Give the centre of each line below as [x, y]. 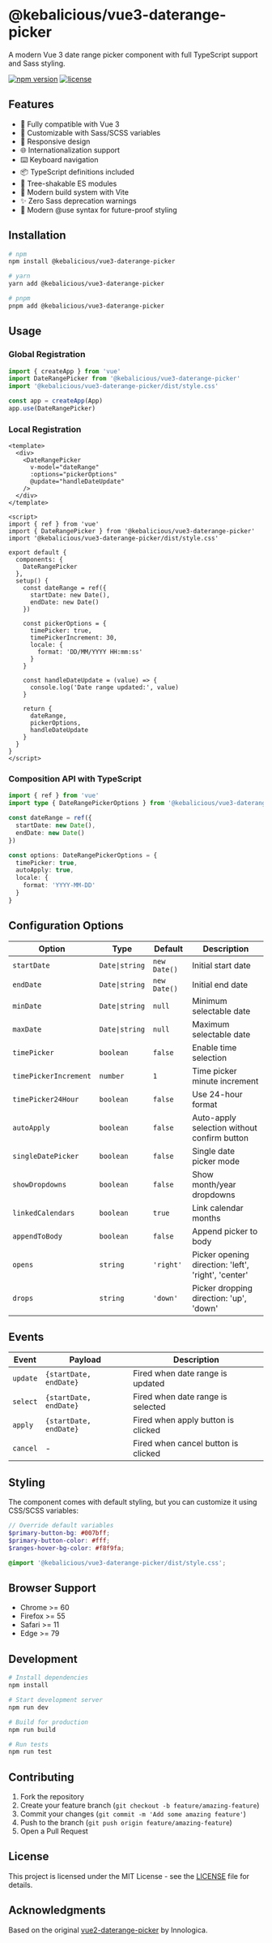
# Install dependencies [49, 1678]
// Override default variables [61, 1526]
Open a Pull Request [54, 1831]
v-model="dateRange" [64, 467]
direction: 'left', [220, 1264]
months [206, 1217]
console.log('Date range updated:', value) [104, 687]
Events [26, 1337]
